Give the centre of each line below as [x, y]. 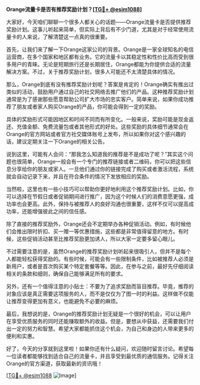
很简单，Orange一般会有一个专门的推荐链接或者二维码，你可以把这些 [101, 162]
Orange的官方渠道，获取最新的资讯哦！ [54, 364]
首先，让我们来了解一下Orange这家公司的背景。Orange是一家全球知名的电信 [100, 49]
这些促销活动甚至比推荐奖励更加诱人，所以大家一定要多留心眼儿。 [97, 239]
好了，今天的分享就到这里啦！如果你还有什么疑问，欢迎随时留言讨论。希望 [97, 349]
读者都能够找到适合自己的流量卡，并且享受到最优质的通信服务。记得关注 [105, 356]
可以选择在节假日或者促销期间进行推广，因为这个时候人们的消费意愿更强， [97, 196]
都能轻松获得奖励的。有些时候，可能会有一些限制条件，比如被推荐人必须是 [102, 259]
